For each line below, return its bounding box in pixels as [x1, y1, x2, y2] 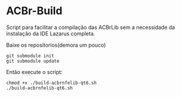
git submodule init [6, 53, 55, 59]
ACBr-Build [6, 4, 63, 18]
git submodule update [6, 58, 60, 64]
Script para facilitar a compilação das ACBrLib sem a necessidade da [6, 24, 175, 31]
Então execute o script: [6, 68, 63, 75]
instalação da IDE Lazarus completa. [6, 30, 96, 37]
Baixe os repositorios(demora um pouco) [6, 41, 106, 48]
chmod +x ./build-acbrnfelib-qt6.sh [6, 80, 97, 86]
